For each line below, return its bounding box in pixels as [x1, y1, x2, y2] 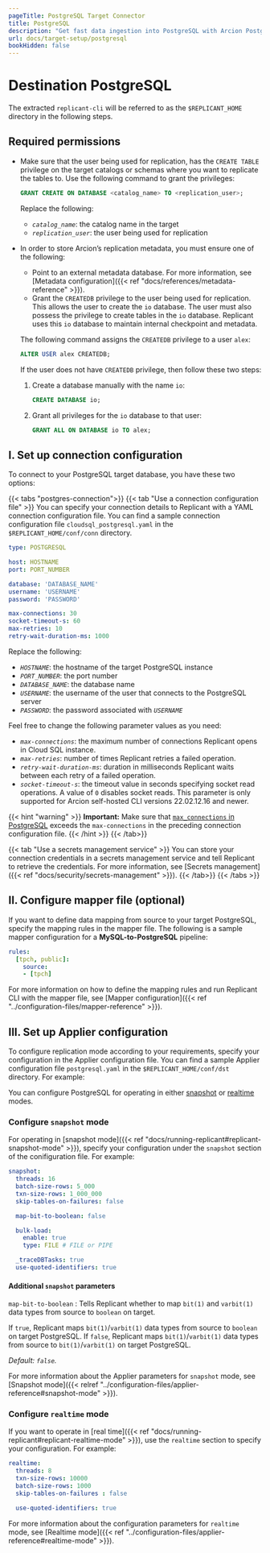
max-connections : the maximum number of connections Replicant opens [19, 736, 258, 746]
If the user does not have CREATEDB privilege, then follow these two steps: [19, 364, 262, 375]
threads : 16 [15, 1175, 56, 1183]
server [19, 696, 42, 706]
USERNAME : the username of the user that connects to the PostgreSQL [19, 688, 247, 698]
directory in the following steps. [8, 112, 113, 122]
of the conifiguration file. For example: [8, 1152, 135, 1162]
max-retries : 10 [8, 625, 63, 633]
